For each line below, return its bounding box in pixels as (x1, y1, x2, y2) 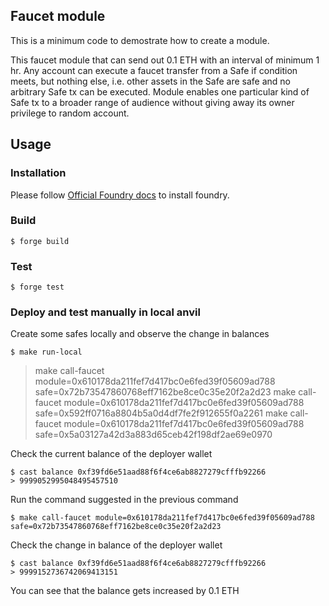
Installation (10, 166, 67, 180)
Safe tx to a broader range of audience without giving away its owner (10, 96, 295, 108)
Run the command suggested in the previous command (10, 494, 239, 506)
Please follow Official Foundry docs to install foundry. (10, 189, 230, 201)
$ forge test (10, 282, 65, 293)
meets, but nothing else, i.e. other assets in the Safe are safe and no (10, 75, 291, 87)
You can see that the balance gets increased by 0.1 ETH (10, 585, 240, 597)
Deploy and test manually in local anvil (10, 305, 201, 319)
